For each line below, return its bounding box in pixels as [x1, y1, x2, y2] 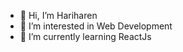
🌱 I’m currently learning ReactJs [19, 31, 152, 42]
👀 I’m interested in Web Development [19, 20, 173, 32]
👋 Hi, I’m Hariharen [19, 10, 98, 21]
